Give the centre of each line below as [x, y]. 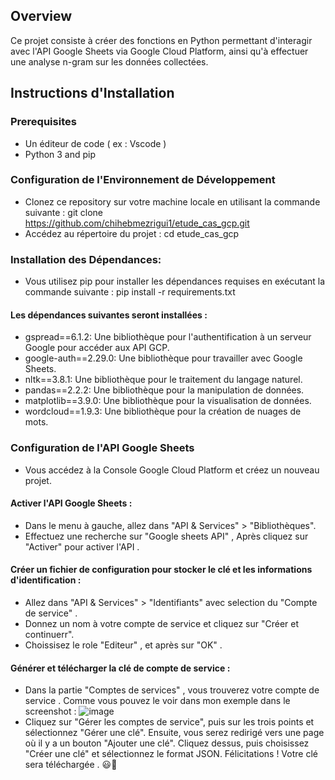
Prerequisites [43, 122]
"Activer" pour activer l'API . [82, 546]
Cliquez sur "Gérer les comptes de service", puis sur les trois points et [169, 722]
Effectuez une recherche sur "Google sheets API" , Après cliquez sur [166, 536]
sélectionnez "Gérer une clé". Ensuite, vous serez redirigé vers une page [174, 733]
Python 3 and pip [60, 154]
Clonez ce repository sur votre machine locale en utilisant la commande [172, 201]
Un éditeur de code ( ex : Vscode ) [95, 143]
